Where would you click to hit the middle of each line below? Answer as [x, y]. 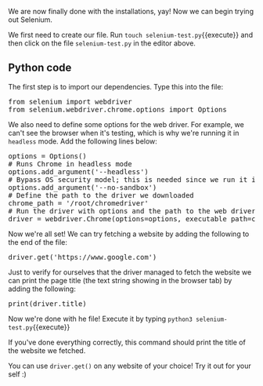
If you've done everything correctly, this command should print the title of [127, 342]
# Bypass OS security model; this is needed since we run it [128, 179]
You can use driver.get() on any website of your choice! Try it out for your [130, 366]
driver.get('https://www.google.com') [83, 257]
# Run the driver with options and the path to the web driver [132, 211]
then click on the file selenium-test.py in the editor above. [102, 43]
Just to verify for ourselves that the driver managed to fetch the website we [130, 272]
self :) [18, 374]
